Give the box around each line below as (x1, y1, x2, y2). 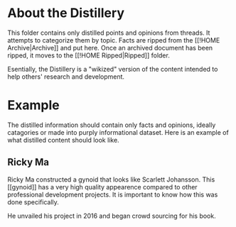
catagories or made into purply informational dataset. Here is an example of (7, 128, 229, 136)
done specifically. (7, 197, 59, 206)
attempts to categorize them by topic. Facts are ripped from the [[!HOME (7, 35, 220, 44)
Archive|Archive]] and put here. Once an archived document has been (7, 43, 213, 52)
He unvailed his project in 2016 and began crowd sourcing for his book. (7, 211, 216, 220)
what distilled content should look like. (7, 135, 119, 144)
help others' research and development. (7, 72, 125, 81)
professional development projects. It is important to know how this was (7, 190, 218, 199)
